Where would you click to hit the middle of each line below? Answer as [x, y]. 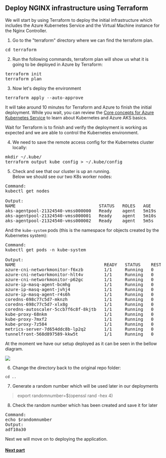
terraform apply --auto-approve [44, 98]
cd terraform [21, 50]
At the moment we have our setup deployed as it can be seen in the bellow [81, 343]
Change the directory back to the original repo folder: [66, 368]
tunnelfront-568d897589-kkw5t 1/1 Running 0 [80, 334]
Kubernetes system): [26, 235]
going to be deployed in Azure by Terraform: [57, 64]
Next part [15, 450]
